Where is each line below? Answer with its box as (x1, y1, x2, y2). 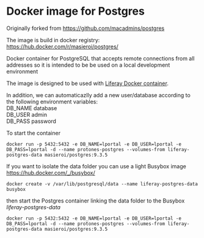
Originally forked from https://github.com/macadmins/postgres (6, 24, 165, 32)
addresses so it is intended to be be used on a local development (6, 61, 170, 69)
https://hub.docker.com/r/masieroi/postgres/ (6, 43, 119, 50)
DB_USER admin (6, 111, 48, 118)
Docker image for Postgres (6, 4, 145, 18)
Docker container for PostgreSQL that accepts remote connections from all (6, 54, 195, 62)
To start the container (6, 129, 61, 136)
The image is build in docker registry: (6, 36, 100, 43)
